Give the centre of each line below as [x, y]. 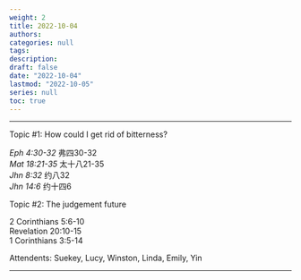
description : [34, 59]
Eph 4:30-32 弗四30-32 [53, 153]
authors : [26, 34]
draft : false [34, 68]
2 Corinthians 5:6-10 [47, 222]
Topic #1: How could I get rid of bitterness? [89, 134]
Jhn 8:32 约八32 [39, 175]
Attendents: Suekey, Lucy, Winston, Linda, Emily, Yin [106, 258]
